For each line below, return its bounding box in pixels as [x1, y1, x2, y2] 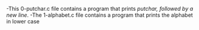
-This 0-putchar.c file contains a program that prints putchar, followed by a [6, 5, 194, 12]
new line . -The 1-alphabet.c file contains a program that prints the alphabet [6, 11, 193, 19]
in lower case [6, 18, 40, 25]
